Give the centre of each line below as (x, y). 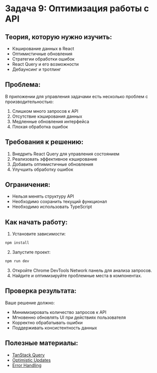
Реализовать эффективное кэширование (55, 159)
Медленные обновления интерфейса (50, 121)
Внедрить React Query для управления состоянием (66, 154)
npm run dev (17, 261)
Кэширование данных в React (43, 49)
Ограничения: (28, 185)
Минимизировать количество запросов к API (59, 312)
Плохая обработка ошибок (40, 126)
